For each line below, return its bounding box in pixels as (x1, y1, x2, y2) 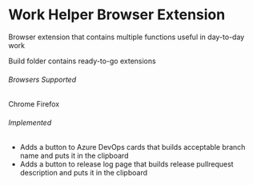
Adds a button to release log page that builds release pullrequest (19, 159, 234, 169)
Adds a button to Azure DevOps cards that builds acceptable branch (19, 143, 246, 152)
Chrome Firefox (8, 99, 60, 109)
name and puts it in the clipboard (19, 151, 129, 161)
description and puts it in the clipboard (19, 168, 148, 178)
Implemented (8, 118, 52, 127)
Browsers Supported (8, 74, 77, 84)
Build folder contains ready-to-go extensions (8, 56, 156, 66)
